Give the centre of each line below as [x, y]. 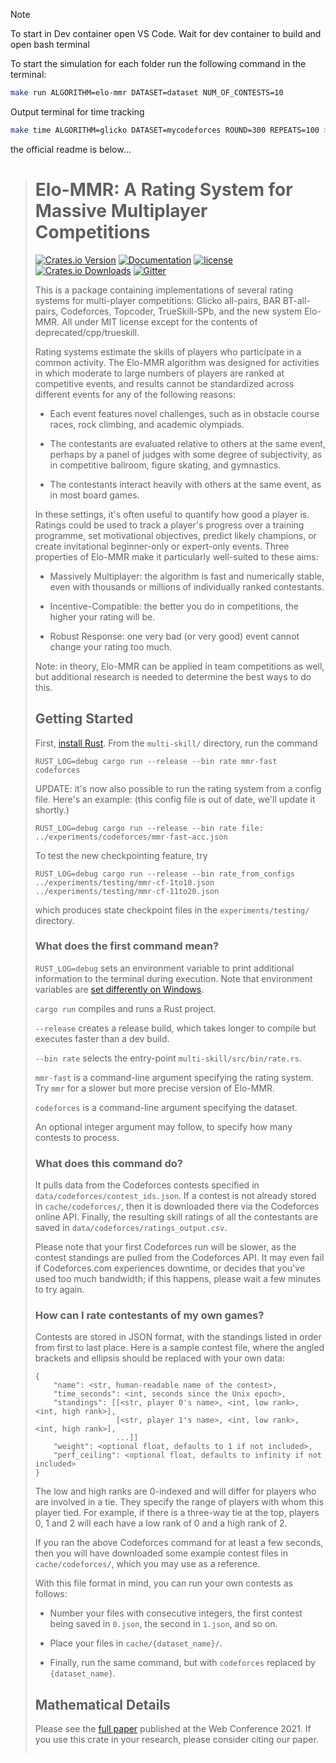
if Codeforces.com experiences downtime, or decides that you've [170, 1268]
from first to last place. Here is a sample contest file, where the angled [179, 1348]
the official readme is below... [71, 149]
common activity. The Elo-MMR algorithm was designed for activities [177, 362]
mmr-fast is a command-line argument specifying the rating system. [174, 1077]
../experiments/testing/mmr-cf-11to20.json [127, 891]
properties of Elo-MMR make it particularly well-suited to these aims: [176, 556]
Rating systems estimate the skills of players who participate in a [168, 351]
